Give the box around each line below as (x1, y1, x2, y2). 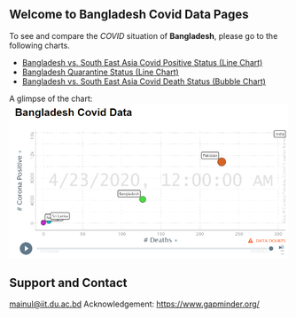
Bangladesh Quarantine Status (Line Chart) (21, 66, 179, 77)
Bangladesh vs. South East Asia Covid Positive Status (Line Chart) (21, 57, 263, 67)
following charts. (9, 40, 71, 50)
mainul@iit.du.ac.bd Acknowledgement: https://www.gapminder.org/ (9, 299, 260, 309)
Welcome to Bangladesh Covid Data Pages (9, 7, 249, 22)
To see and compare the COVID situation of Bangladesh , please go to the (9, 30, 278, 41)
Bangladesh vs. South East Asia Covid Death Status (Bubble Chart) (21, 75, 266, 87)
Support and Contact (9, 275, 128, 291)
